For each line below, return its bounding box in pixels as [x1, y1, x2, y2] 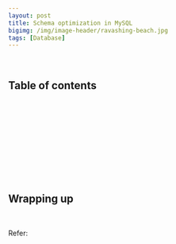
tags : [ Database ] [8, 33, 66, 42]
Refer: [8, 228, 29, 238]
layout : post [8, 11, 52, 20]
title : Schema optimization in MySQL [8, 19, 133, 27]
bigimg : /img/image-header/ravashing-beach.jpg [8, 26, 169, 34]
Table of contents [8, 79, 97, 92]
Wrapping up [8, 192, 74, 205]
